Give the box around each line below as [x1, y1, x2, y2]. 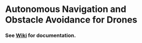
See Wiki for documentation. [5, 32, 76, 39]
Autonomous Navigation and [5, 3, 127, 15]
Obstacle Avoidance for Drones [5, 14, 138, 25]
